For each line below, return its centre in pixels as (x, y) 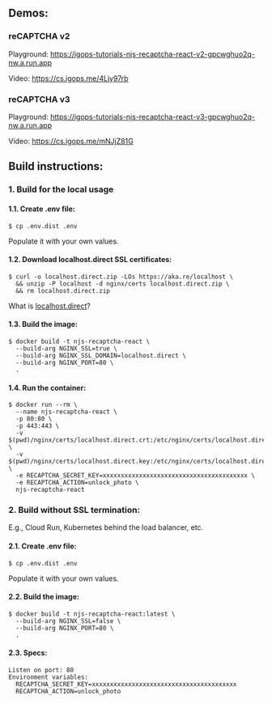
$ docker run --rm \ (43, 405)
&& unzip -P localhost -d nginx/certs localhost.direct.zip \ (123, 284)
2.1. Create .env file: (42, 546)
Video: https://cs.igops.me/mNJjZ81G (71, 141)
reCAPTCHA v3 (39, 99)
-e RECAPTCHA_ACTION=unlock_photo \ (77, 483)
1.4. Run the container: (47, 387)
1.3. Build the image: (43, 324)
